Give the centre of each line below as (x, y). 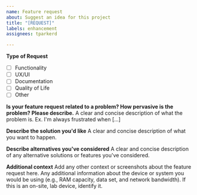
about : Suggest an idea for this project (59, 17)
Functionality (31, 68)
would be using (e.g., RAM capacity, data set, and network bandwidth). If (96, 179)
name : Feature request (34, 12)
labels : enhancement (32, 28)
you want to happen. (31, 138)
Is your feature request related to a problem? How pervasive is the (90, 107)
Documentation (34, 81)
